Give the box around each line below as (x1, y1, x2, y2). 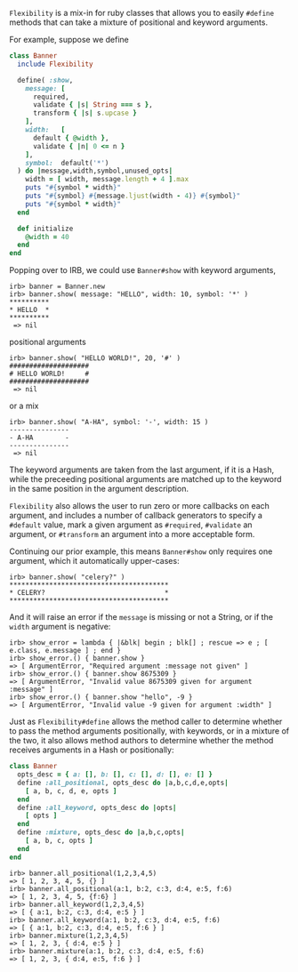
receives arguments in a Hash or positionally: (9, 744, 174, 755)
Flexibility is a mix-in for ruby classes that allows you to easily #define (9, 8, 274, 18)
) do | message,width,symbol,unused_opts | (17, 166, 173, 176)
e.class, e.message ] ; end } (9, 647, 122, 655)
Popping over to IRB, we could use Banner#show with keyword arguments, (9, 265, 276, 276)
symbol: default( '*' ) (25, 158, 109, 167)
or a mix (9, 400, 39, 412)
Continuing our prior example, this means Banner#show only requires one (9, 546, 273, 557)
